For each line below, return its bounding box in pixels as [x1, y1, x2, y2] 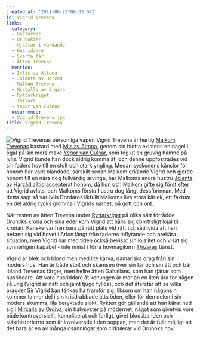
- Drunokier [11, 36, 42, 42]
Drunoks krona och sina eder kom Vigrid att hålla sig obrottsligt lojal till [6, 218, 180, 225]
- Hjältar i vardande [11, 42, 66, 48]
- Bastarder [11, 31, 42, 37]
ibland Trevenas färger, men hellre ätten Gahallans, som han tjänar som [6, 267, 181, 275]
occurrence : [11, 109, 42, 115]
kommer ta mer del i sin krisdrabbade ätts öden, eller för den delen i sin [6, 293, 182, 300]
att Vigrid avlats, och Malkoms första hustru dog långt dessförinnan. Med [6, 187, 186, 194]
